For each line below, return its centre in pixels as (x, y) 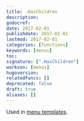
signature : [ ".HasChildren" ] (43, 61)
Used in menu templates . (37, 111)
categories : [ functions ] (37, 45)
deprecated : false (29, 84)
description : (22, 17)
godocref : (19, 23)
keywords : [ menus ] (29, 51)
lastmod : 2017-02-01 (32, 39)
